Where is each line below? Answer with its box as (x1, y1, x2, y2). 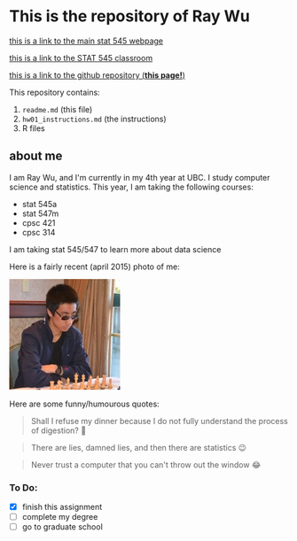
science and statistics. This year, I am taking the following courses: (9, 182, 254, 192)
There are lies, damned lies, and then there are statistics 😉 (30, 442, 246, 452)
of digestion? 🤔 (30, 425, 87, 436)
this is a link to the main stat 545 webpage (9, 35, 164, 46)
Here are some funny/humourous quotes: (9, 398, 160, 409)
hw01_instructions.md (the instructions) (21, 113, 167, 124)
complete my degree (21, 512, 98, 522)
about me (9, 149, 63, 164)
